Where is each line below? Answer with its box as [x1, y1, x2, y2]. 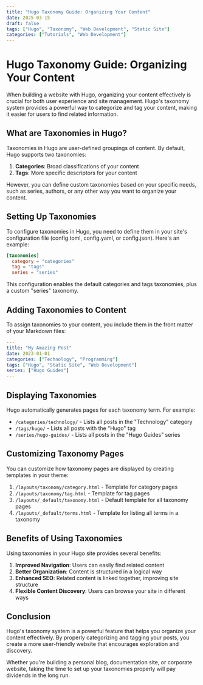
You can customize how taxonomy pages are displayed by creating [6, 465, 174, 472]
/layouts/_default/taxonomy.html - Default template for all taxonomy [15, 496, 188, 503]
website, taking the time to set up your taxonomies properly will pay [6, 665, 176, 673]
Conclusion [6, 611, 51, 622]
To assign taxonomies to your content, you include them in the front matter [6, 321, 193, 328]
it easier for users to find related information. [6, 110, 119, 118]
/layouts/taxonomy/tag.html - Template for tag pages [15, 489, 150, 497]
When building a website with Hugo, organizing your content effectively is [6, 91, 191, 98]
